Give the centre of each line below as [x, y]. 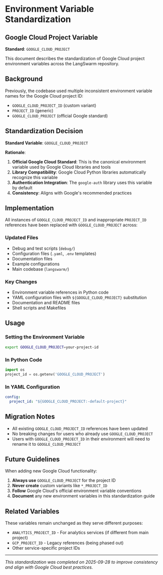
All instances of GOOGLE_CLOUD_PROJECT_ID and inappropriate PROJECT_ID [76, 220]
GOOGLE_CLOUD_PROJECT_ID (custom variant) [54, 105]
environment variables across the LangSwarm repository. [62, 64]
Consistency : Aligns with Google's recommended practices [72, 193]
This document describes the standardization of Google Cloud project [75, 59]
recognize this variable [35, 177]
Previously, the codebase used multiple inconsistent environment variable [79, 91]
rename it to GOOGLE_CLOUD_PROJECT [46, 444]
